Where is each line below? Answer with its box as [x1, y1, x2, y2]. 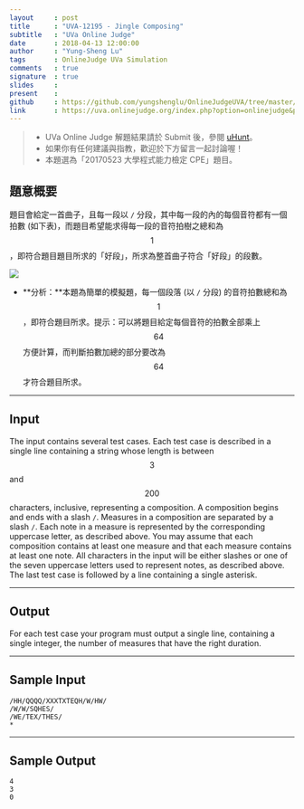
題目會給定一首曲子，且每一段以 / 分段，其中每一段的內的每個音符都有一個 [9, 209, 288, 220]
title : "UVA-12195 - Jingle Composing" [9, 22, 184, 31]
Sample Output [9, 753, 97, 768]
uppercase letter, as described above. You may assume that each [9, 530, 253, 541]
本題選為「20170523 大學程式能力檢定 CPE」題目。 [44, 155, 238, 166]
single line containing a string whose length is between [9, 445, 214, 456]
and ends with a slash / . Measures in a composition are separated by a [9, 511, 274, 522]
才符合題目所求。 [22, 376, 87, 387]
